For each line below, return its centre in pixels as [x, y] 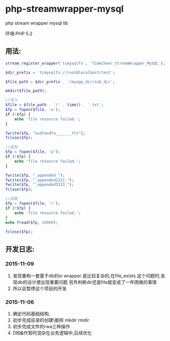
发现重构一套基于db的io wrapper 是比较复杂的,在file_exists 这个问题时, [87, 276]
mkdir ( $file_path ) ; [26, 91]
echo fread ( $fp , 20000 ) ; [32, 223]
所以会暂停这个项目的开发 [40, 288]
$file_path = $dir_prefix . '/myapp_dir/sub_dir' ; [60, 82]
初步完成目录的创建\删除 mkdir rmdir [51, 320]
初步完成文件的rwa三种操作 [41, 327]
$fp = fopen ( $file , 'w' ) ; [33, 110]
